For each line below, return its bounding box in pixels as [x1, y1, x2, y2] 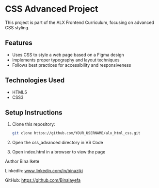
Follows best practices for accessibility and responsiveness [12, 62, 131, 68]
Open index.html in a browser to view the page [12, 149, 106, 155]
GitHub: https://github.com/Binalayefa [5, 177, 81, 183]
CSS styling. [5, 24, 30, 30]
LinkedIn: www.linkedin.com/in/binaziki [5, 168, 83, 174]
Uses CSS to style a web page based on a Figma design [12, 52, 125, 57]
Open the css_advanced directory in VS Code [12, 140, 103, 146]
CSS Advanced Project [5, 3, 98, 15]
